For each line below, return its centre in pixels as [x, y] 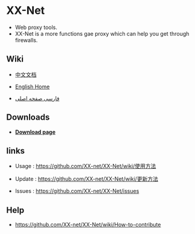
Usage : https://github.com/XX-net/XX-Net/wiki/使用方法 [85, 166]
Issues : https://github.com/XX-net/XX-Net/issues [77, 191]
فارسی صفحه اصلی [37, 98]
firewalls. [26, 40]
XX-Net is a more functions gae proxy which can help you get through [102, 33]
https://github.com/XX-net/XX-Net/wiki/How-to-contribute [88, 225]
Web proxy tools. [36, 27]
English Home [32, 86]
